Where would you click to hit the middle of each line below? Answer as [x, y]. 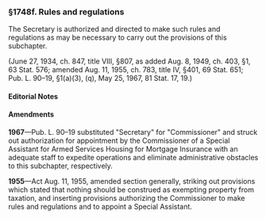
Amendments [31, 114]
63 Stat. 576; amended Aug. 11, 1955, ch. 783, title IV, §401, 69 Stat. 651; [126, 70]
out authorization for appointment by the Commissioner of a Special [119, 140]
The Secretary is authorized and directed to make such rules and [114, 29]
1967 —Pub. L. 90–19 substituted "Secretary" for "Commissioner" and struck [133, 133]
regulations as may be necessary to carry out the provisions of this [118, 37]
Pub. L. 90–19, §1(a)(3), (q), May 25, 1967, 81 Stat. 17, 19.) [100, 79]
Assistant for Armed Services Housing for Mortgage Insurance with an [123, 149]
